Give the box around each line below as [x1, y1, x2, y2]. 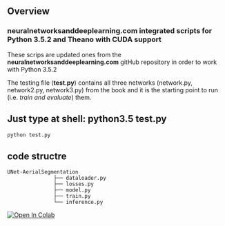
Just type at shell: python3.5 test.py [7, 113, 167, 125]
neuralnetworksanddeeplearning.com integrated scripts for [7, 26, 213, 36]
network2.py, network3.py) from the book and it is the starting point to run [7, 85, 219, 94]
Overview [7, 6, 50, 17]
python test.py [7, 131, 51, 138]
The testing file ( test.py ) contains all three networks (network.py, [7, 79, 193, 87]
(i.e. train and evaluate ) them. [7, 93, 92, 101]
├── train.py [53, 193, 91, 200]
